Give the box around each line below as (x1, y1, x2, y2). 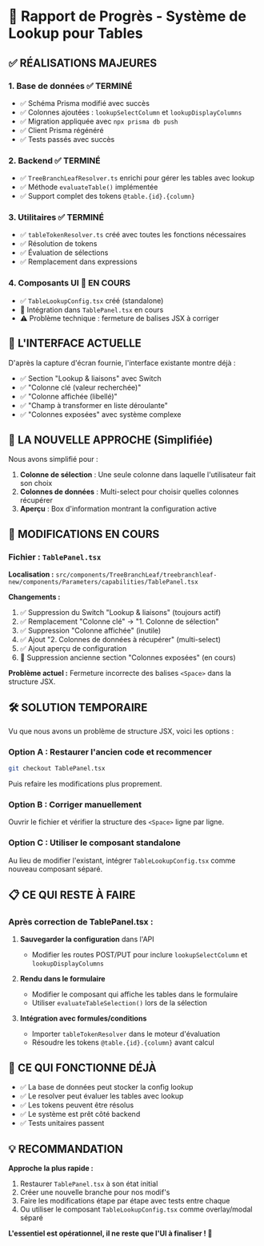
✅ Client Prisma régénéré (19, 125, 104, 135)
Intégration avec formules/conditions (19, 1013, 147, 1023)
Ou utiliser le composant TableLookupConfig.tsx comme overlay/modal (19, 1204, 253, 1214)
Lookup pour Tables (8, 24, 143, 42)
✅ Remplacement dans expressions (19, 257, 138, 267)
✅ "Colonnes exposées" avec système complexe (19, 409, 182, 419)
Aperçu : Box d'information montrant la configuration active (19, 504, 218, 514)
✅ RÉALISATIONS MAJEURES (8, 56, 158, 70)
